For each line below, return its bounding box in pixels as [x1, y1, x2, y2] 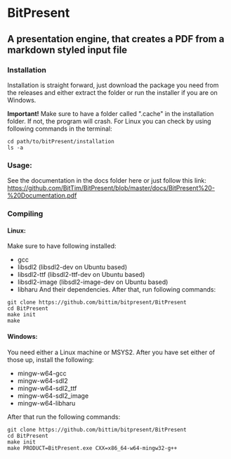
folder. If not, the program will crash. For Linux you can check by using [7, 117, 212, 125]
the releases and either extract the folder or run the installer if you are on [7, 88, 218, 96]
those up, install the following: [7, 355, 94, 363]
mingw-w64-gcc [17, 369, 67, 377]
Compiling [7, 209, 44, 219]
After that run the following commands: [7, 413, 121, 421]
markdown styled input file [7, 44, 128, 56]
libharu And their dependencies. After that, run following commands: [17, 285, 216, 294]
